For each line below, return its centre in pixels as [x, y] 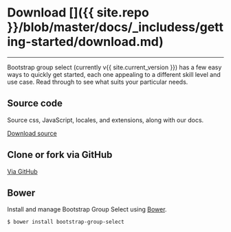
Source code [35, 103]
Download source [32, 133]
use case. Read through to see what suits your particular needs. [98, 82]
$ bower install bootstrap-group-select [66, 222]
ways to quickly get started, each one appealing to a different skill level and [114, 74]
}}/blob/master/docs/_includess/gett [115, 27]
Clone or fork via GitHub [60, 155]
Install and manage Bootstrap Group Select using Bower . [87, 209]
